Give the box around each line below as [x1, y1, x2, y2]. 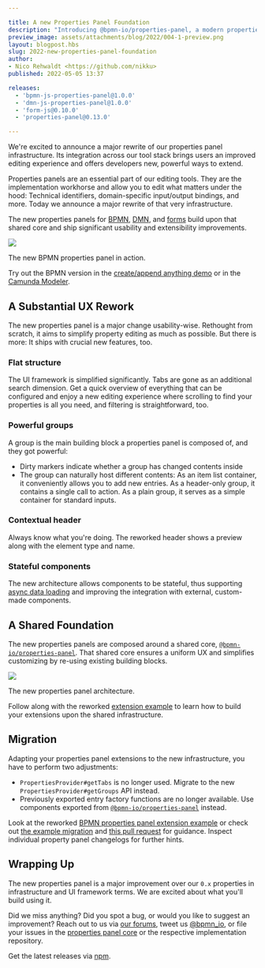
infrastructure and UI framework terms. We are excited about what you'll [8, 887, 244, 896]
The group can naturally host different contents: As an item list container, [19, 470, 257, 479]
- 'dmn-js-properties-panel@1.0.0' [15, 99, 132, 107]
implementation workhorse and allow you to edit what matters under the [8, 182, 242, 192]
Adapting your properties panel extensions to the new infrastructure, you [8, 753, 245, 763]
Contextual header [8, 515, 81, 526]
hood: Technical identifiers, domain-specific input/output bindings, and [8, 191, 239, 201]
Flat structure [8, 357, 62, 368]
